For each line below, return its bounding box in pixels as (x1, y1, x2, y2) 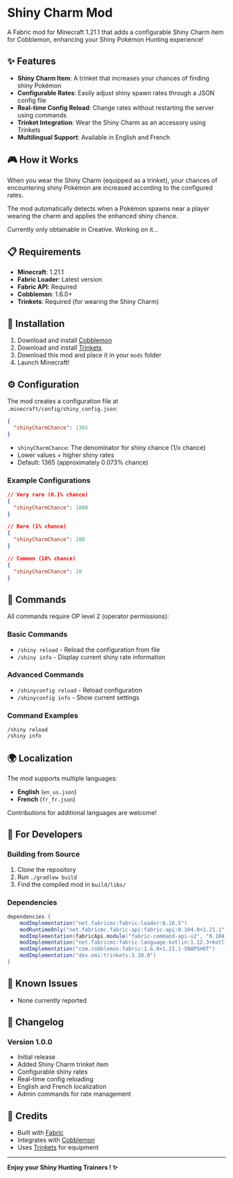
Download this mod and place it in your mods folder (17, 351, 162, 360)
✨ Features (7, 56, 56, 67)
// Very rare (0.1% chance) (7, 491, 89, 498)
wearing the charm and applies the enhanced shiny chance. (7, 211, 178, 220)
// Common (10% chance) (7, 555, 76, 562)
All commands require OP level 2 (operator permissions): (7, 612, 169, 620)
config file (17, 96, 46, 104)
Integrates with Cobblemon (17, 1136, 95, 1145)
